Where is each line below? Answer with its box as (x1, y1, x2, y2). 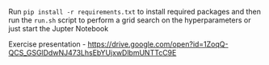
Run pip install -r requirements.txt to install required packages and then (8, 7, 261, 16)
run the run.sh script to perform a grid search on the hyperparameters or (8, 15, 251, 25)
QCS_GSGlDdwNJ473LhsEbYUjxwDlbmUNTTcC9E (8, 48, 177, 57)
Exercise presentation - (8, 39, 86, 49)
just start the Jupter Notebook (8, 24, 109, 33)
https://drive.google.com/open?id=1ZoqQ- (87, 39, 229, 49)
